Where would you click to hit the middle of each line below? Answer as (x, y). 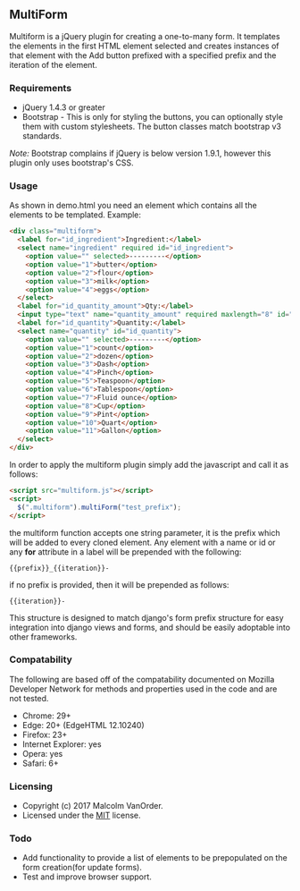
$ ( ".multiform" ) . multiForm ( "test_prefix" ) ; (99, 507)
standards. (42, 136)
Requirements (41, 88)
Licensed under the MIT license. (81, 815)
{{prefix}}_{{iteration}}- (59, 568)
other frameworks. (43, 636)
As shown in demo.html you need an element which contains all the (133, 206)
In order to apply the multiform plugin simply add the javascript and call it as (149, 465)
